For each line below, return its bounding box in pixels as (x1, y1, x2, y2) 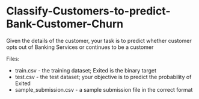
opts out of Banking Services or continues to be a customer (6, 43, 154, 51)
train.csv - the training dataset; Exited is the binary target (14, 66, 157, 74)
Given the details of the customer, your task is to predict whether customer (6, 37, 192, 44)
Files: (6, 55, 20, 62)
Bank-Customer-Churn (6, 17, 124, 31)
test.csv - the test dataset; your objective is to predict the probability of (14, 73, 192, 80)
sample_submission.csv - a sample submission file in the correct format (14, 86, 193, 93)
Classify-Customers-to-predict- (6, 4, 171, 18)
